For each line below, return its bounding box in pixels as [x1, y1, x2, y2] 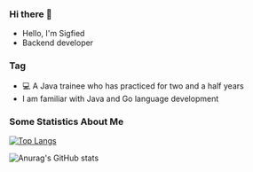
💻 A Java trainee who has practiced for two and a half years [21, 80, 244, 91]
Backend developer [21, 37, 94, 48]
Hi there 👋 [9, 8, 53, 20]
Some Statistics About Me [9, 115, 124, 128]
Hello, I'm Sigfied [21, 28, 85, 39]
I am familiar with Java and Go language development [21, 93, 219, 104]
